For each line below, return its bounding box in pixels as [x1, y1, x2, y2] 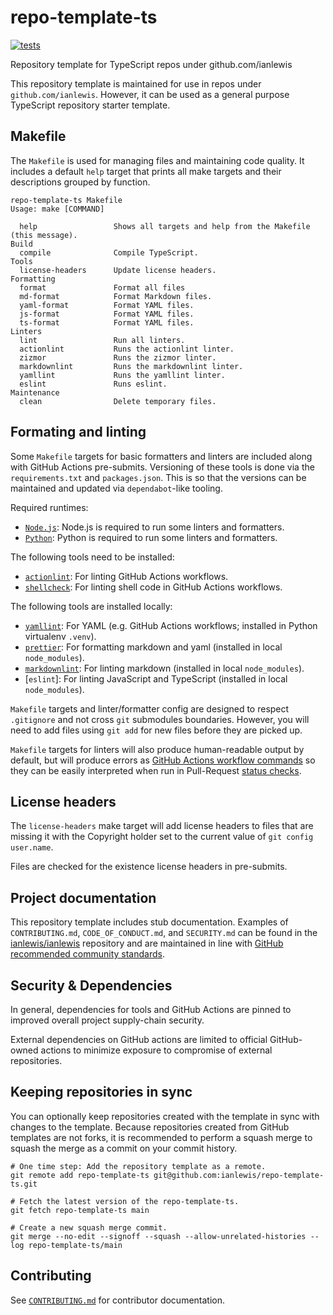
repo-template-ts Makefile [10, 195, 123, 205]
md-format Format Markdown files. [19, 291, 213, 301]
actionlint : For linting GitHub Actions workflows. [24, 570, 229, 582]
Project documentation [10, 889, 157, 906]
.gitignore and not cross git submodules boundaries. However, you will [10, 713, 310, 725]
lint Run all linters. [19, 335, 186, 345]
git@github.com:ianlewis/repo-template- [153, 1170, 325, 1180]
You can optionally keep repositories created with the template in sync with [10, 1110, 320, 1122]
